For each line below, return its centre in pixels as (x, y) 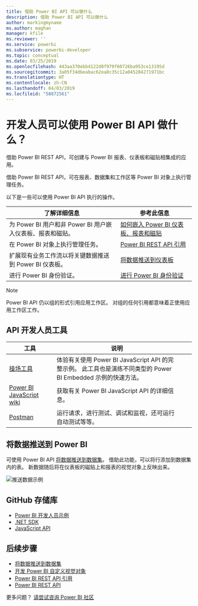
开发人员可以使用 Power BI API (80, 125)
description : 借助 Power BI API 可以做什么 (57, 17)
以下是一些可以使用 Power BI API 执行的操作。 (62, 197)
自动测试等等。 (77, 421)
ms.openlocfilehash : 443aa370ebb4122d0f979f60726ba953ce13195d (85, 66)
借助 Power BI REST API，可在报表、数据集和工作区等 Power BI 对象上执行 (96, 177)
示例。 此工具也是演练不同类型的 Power (117, 368)
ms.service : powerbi (32, 45)
